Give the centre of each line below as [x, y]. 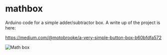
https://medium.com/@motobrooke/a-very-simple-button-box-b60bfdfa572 [83, 37]
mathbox [24, 9]
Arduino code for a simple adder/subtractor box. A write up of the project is [83, 22]
